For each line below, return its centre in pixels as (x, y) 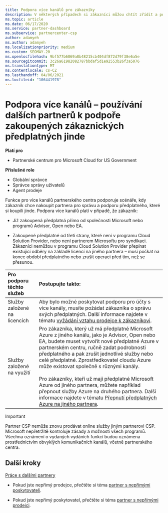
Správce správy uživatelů (38, 185)
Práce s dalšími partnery (30, 475)
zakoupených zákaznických (64, 126)
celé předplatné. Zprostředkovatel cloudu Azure (95, 360)
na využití (19, 373)
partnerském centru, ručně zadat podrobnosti (92, 348)
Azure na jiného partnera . (68, 404)
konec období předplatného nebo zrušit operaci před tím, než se (78, 257)
